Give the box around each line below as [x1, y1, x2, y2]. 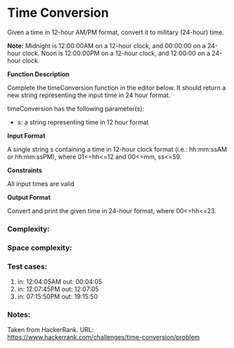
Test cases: [7, 261, 47, 271]
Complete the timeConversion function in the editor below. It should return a [7, 83, 226, 92]
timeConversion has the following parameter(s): [7, 104, 145, 113]
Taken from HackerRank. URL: [7, 326, 94, 334]
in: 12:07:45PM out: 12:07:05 [17, 285, 99, 293]
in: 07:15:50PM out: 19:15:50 [17, 292, 98, 301]
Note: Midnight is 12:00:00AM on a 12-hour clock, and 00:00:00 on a [7, 41, 206, 50]
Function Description [7, 70, 70, 78]
